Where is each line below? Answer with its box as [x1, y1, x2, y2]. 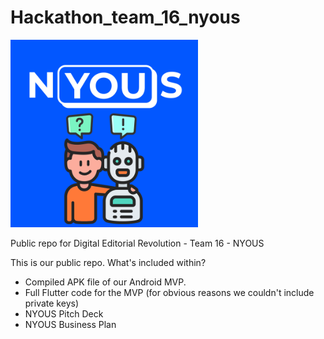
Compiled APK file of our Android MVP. [24, 276, 187, 288]
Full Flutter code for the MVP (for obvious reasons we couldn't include [24, 286, 315, 298]
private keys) [24, 297, 79, 309]
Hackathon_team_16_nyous [10, 6, 241, 29]
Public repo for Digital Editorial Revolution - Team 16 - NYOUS [10, 237, 265, 249]
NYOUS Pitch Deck [24, 307, 104, 320]
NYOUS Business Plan [24, 318, 117, 330]
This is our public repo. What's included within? [10, 256, 207, 268]
